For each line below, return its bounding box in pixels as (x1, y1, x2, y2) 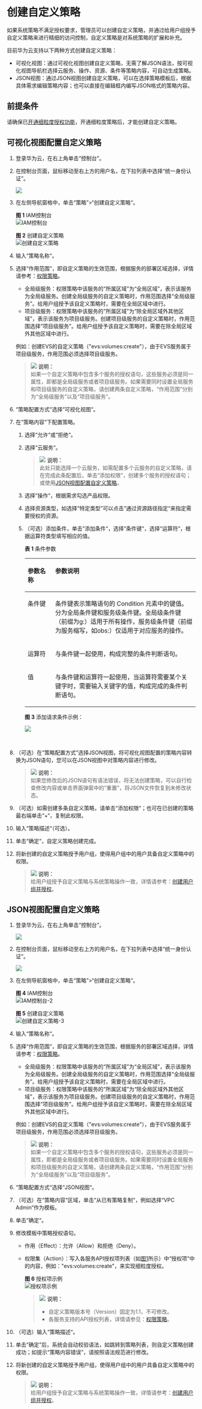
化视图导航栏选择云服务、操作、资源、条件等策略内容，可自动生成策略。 (15, 67, 194, 74)
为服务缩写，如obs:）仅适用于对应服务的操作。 (55, 626, 188, 634)
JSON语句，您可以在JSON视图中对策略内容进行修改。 (26, 756, 161, 763)
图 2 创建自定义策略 (15, 231, 64, 239)
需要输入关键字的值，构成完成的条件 (79, 682, 182, 690)
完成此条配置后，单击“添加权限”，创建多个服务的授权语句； (44, 471, 191, 478)
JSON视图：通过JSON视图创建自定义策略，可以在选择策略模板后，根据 (15, 74, 192, 82)
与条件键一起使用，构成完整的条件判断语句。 (55, 649, 182, 658)
